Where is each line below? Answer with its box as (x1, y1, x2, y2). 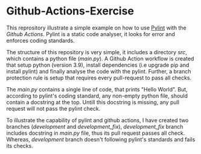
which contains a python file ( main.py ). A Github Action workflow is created (6, 55, 194, 62)
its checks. (6, 142, 33, 149)
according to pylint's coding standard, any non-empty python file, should (6, 92, 188, 99)
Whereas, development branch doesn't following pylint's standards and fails (6, 135, 196, 143)
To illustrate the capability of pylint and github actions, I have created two (6, 116, 189, 124)
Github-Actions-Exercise (6, 4, 135, 18)
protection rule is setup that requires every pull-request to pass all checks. (6, 74, 192, 81)
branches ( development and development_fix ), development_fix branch (6, 123, 183, 130)
